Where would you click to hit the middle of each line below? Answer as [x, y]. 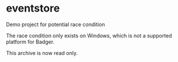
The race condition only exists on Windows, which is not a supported [89, 35]
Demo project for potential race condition [55, 24]
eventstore [33, 8]
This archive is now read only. [42, 53]
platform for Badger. [30, 42]
